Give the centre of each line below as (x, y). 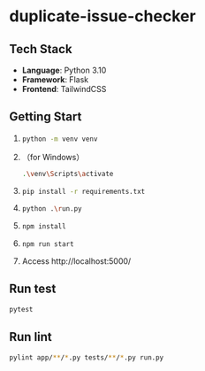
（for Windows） (53, 157)
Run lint (31, 337)
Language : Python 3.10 (64, 70)
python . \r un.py (52, 209)
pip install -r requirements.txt (84, 191)
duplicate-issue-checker (102, 16)
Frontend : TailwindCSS (64, 89)
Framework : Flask (55, 80)
